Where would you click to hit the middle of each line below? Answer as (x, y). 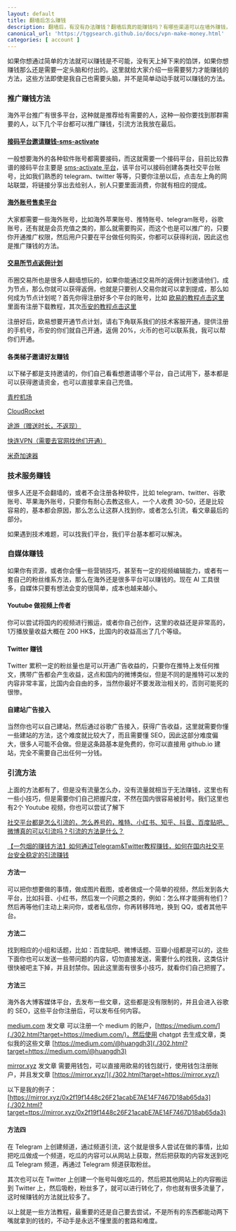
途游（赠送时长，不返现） (44, 426)
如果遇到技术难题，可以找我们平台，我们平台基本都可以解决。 (97, 534)
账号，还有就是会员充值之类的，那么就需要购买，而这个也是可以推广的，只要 (118, 228)
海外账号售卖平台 (32, 202)
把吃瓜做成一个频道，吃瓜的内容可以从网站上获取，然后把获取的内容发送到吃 (118, 1155)
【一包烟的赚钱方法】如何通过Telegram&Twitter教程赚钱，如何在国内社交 (113, 846)
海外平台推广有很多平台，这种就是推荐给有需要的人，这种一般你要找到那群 (115, 115)
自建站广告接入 (29, 709)
